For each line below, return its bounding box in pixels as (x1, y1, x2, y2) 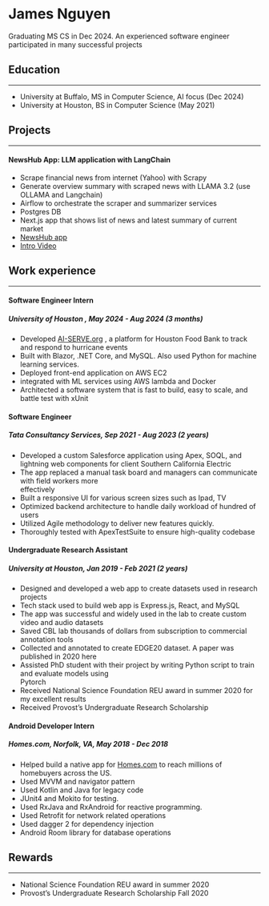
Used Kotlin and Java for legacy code (19, 785, 144, 795)
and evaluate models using (19, 669, 110, 679)
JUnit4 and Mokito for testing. (19, 793, 118, 803)
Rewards (8, 851, 54, 864)
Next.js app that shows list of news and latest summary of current (19, 215, 238, 225)
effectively (19, 484, 55, 494)
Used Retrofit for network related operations (19, 810, 167, 820)
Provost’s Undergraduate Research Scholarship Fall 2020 (19, 888, 209, 897)
